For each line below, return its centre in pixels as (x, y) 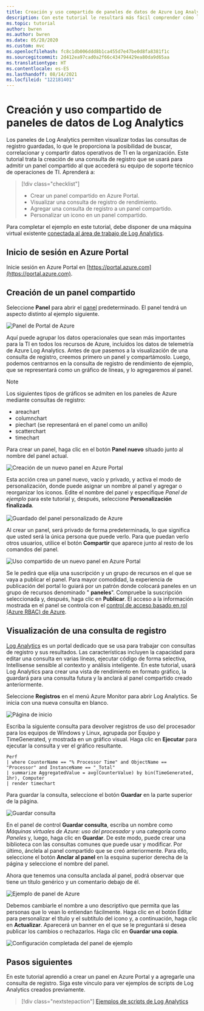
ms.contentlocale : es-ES (38, 68)
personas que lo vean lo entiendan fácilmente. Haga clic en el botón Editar (99, 912)
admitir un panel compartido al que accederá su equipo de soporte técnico (100, 166)
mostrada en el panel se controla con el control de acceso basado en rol (97, 605)
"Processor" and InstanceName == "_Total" (61, 768)
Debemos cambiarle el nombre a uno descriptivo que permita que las (93, 905)
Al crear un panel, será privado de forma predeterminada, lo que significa (98, 530)
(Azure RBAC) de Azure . (36, 612)
